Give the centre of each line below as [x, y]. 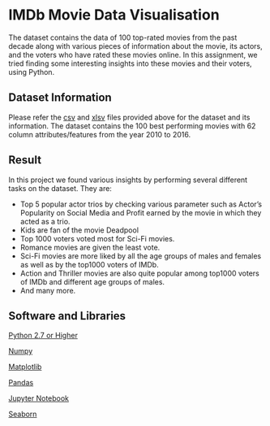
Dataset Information [60, 98]
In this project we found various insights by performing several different [128, 180]
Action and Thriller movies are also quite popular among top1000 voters [139, 273]
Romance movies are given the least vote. [90, 247]
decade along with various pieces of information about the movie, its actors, [135, 46]
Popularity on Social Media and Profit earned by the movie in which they [141, 212]
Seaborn [23, 414]
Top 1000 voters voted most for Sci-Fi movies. [97, 238]
